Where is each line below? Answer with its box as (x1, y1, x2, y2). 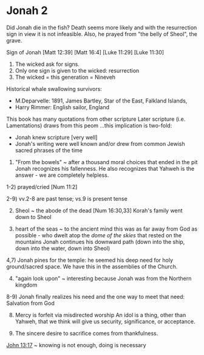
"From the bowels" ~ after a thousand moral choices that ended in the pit (15, 158, 198, 165)
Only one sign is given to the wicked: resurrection (15, 66, 140, 74)
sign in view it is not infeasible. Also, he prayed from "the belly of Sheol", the (6, 30, 197, 37)
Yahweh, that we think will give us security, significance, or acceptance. (15, 318, 195, 325)
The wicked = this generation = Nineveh (15, 73, 116, 81)
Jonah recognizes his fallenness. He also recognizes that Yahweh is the (15, 165, 195, 172)
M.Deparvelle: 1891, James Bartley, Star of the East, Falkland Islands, (15, 97, 188, 104)
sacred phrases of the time (15, 146, 83, 154)
